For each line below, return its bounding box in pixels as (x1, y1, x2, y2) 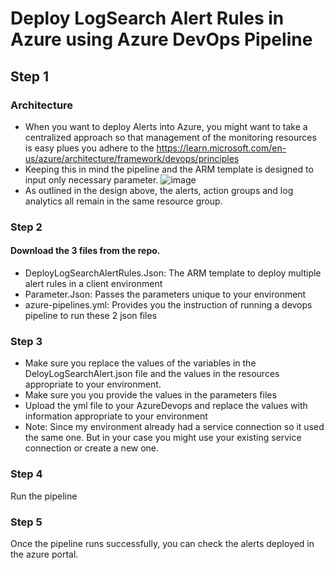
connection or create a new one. (24, 442, 160, 454)
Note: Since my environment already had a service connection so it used (24, 421, 325, 433)
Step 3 (10, 334, 43, 348)
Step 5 (10, 515, 43, 529)
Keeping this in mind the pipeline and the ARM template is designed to (24, 163, 314, 175)
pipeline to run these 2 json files (24, 310, 158, 321)
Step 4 (10, 467, 43, 481)
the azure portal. (10, 548, 79, 560)
